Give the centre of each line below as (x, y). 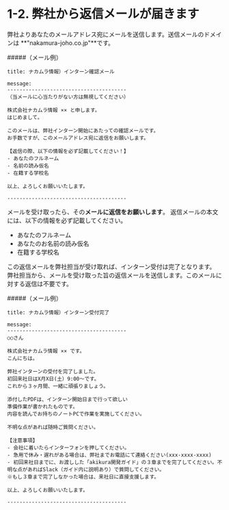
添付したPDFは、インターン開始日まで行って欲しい (67, 399)
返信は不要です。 (49, 283)
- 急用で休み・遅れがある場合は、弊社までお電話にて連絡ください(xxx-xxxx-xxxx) (109, 455)
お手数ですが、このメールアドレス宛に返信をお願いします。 (78, 138)
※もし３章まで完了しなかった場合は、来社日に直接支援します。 (83, 476)
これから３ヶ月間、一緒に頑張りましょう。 (58, 386)
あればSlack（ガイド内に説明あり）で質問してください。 (96, 470)
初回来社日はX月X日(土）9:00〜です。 (53, 379)
